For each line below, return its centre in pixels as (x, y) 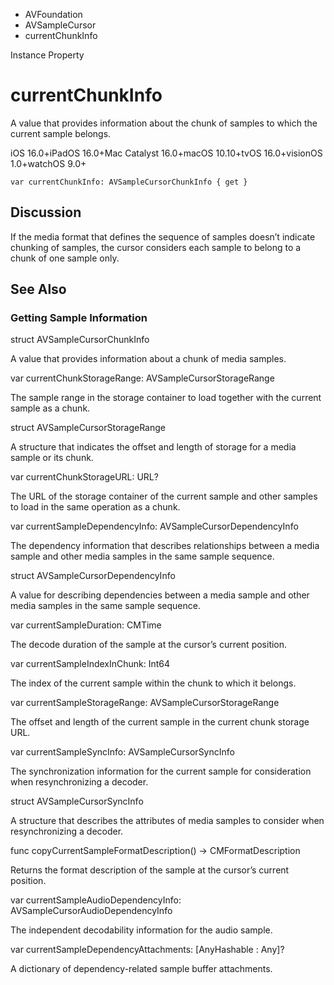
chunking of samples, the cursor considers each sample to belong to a (156, 247)
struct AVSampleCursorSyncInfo (77, 801)
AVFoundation (53, 14)
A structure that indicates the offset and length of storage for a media (153, 447)
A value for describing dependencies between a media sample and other (160, 595)
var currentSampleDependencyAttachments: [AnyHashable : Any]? (147, 950)
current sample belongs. (61, 133)
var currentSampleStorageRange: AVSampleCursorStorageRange (145, 703)
